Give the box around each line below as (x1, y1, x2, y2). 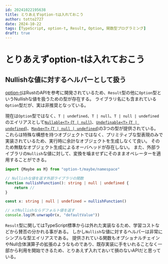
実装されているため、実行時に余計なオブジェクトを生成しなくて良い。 (5, 138, 150, 144)
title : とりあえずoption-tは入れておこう (5, 12, 84, 17)
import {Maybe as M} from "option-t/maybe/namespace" (5, 167, 120, 172)
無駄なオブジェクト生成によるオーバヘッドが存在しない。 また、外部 (14, 144, 156, 150)
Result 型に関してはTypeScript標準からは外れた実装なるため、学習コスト (5, 222, 155, 228)
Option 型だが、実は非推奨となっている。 (5, 102, 89, 108)
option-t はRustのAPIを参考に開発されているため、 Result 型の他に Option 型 (5, 90, 157, 95)
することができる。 (9, 157, 49, 163)
